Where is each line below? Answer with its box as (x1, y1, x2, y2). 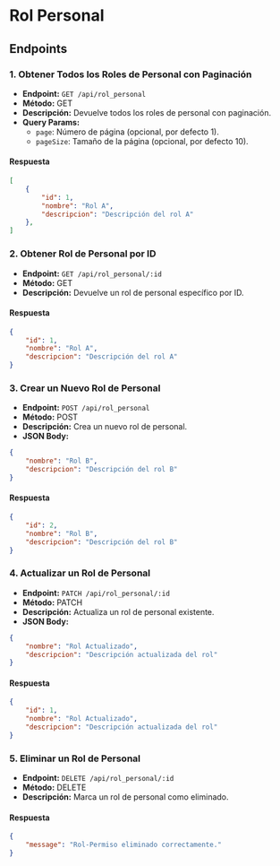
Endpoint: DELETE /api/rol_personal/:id (21, 773, 174, 784)
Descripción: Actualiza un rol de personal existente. (21, 606, 215, 617)
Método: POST (21, 411, 79, 422)
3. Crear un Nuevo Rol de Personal (9, 382, 161, 394)
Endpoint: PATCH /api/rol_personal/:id (21, 587, 170, 598)
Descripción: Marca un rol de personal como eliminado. (21, 792, 230, 802)
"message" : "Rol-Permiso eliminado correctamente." (25, 840, 222, 850)
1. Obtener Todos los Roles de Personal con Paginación (9, 68, 252, 81)
